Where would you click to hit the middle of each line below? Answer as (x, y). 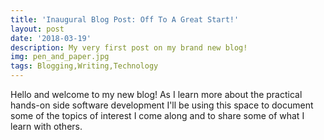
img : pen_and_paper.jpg (60, 57)
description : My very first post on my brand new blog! (129, 47)
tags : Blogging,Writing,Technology (84, 66)
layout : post (37, 29)
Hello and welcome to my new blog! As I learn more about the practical (156, 94)
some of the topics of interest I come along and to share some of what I (157, 115)
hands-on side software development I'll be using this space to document (162, 105)
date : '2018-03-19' (51, 38)
